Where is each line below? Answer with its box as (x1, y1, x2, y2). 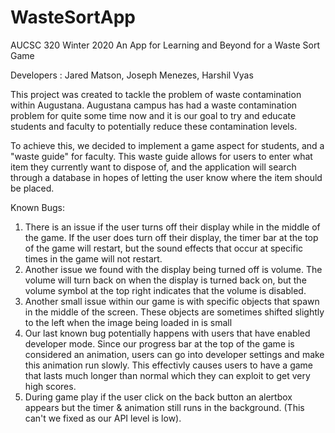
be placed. (10, 182, 55, 194)
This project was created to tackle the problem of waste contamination (10, 88, 302, 100)
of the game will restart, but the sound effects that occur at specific (24, 242, 304, 254)
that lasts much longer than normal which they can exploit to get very (24, 369, 311, 381)
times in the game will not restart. (24, 252, 163, 265)
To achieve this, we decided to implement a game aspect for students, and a (10, 139, 325, 151)
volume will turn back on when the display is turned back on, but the (24, 274, 307, 286)
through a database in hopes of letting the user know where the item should (10, 171, 323, 183)
